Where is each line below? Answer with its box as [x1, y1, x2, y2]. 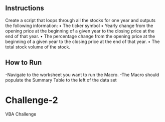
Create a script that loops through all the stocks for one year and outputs [5, 17, 156, 23]
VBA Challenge [5, 111, 37, 117]
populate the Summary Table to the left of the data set [5, 77, 117, 83]
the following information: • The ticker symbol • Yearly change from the [5, 22, 153, 28]
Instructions [5, 4, 44, 12]
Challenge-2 [5, 94, 59, 105]
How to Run [5, 58, 42, 67]
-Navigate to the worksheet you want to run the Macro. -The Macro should [5, 71, 159, 77]
